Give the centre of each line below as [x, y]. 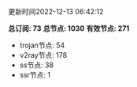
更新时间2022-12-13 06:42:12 [56, 11]
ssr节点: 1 [35, 75]
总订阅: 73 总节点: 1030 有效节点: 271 [69, 28]
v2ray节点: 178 [43, 55]
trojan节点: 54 [42, 45]
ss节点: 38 [36, 65]
